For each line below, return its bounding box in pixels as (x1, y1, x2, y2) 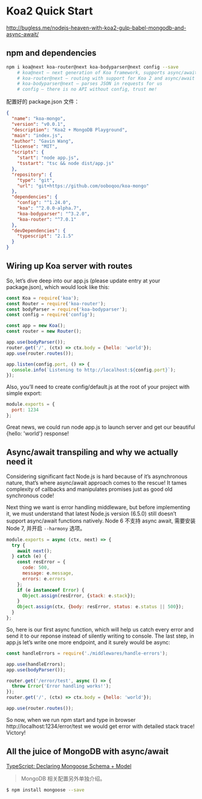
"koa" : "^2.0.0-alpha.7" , (17, 205, 82, 211)
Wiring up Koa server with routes (6, 261, 133, 272)
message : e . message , (22, 570, 74, 576)
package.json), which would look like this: (6, 283, 110, 290)
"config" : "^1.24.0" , (17, 200, 71, 206)
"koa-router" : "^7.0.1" (17, 216, 77, 222)
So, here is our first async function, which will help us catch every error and (6, 626, 194, 633)
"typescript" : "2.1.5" (17, 233, 74, 239)
